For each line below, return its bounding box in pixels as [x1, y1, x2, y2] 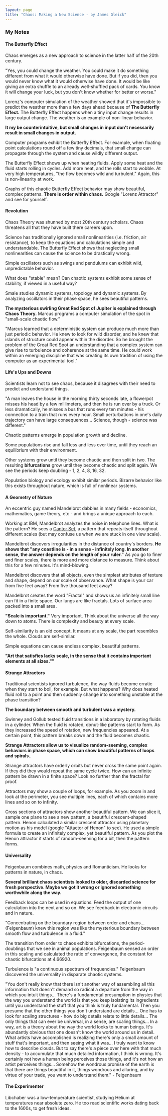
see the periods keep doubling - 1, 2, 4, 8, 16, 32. [5, 467, 106, 473]
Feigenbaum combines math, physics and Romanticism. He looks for [5, 863, 147, 869]
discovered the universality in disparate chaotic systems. [5, 971, 123, 977]
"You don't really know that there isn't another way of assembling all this [5, 981, 155, 987]
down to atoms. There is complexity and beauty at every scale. [5, 618, 135, 624]
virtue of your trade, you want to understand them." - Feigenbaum [5, 1072, 141, 1078]
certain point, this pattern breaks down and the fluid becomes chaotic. [5, 733, 150, 739]
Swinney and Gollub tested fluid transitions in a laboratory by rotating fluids [5, 716, 161, 723]
